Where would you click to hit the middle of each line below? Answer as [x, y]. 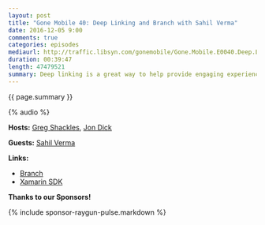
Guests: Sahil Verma [42, 142]
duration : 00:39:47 [40, 60]
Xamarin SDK [41, 182]
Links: [19, 158]
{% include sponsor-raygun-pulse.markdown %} [88, 212]
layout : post [30, 15]
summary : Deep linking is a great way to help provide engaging [116, 74]
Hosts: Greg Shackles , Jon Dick [60, 127]
